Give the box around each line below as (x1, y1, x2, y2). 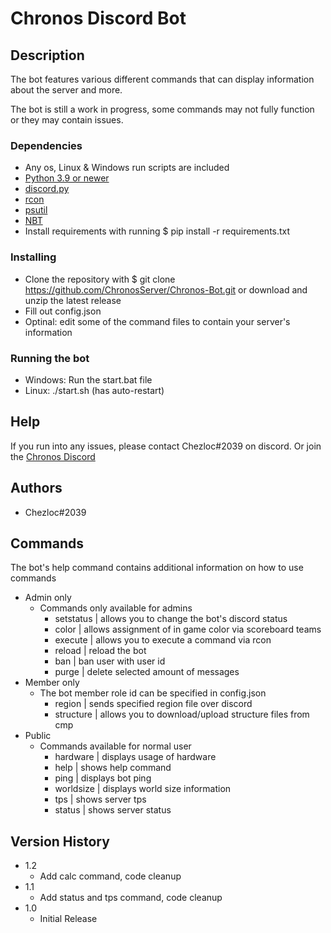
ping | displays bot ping (54, 772, 152, 784)
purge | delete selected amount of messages (54, 666, 240, 678)
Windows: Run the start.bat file (24, 373, 153, 386)
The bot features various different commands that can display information (10, 73, 315, 85)
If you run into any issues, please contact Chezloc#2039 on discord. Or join (10, 440, 322, 452)
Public (24, 730, 52, 742)
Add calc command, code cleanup (39, 870, 182, 882)
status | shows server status (54, 804, 172, 816)
